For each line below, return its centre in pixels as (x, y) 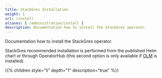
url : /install (19, 18)
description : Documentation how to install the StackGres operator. (76, 28)
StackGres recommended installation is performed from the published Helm (81, 51)
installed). (15, 61)
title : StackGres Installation (37, 9)
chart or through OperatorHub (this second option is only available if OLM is (81, 56)
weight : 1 (15, 14)
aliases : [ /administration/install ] (44, 23)
